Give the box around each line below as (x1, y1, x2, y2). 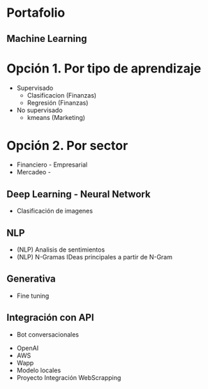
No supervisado (16, 106, 64, 114)
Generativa (6, 273, 57, 285)
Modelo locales (16, 366, 61, 374)
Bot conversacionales (16, 330, 80, 339)
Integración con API (6, 312, 95, 323)
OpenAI (16, 344, 39, 352)
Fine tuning (16, 291, 50, 300)
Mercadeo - (16, 168, 52, 176)
